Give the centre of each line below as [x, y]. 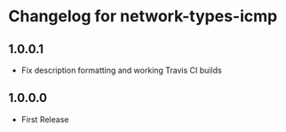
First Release [45, 119]
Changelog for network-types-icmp [143, 16]
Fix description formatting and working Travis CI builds [122, 70]
